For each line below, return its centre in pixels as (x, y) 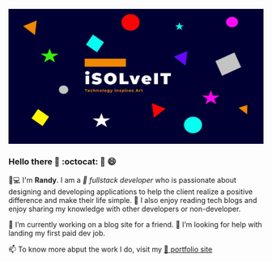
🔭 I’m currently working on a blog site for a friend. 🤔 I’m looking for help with (136, 224)
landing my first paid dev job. (57, 233)
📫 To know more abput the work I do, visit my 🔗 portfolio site (110, 249)
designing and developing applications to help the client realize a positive (131, 192)
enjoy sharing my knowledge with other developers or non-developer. (125, 209)
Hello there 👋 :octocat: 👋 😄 (62, 162)
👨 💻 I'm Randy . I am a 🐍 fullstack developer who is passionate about (123, 180)
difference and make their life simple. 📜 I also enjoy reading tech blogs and (133, 200)
